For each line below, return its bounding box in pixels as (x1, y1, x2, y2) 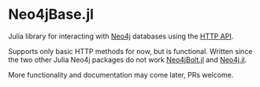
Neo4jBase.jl (8, 5, 95, 24)
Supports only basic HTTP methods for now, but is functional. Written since (8, 46, 253, 56)
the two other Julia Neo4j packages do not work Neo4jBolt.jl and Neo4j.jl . (8, 55, 247, 64)
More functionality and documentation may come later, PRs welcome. (8, 70, 234, 79)
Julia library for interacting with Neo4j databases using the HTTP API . (8, 31, 234, 41)
